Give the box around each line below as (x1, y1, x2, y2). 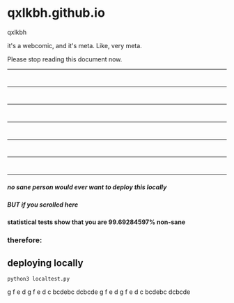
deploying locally (7, 257, 84, 269)
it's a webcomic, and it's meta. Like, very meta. (7, 41, 143, 50)
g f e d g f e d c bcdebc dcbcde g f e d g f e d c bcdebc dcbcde (7, 288, 191, 296)
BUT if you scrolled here (7, 200, 79, 209)
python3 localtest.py (7, 276, 70, 283)
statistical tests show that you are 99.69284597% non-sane (7, 218, 186, 226)
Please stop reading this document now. (7, 54, 123, 64)
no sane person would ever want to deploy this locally (7, 183, 167, 191)
